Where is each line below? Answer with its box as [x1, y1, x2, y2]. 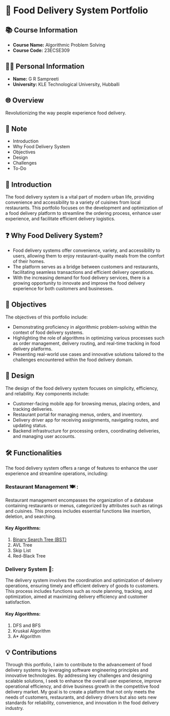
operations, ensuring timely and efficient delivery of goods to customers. [5, 583, 159, 589]
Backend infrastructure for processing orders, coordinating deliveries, [12, 428, 160, 434]
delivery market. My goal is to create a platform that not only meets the [5, 689, 155, 695]
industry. [5, 705, 24, 711]
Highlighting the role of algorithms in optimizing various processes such [12, 334, 165, 341]
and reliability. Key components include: [5, 390, 90, 396]
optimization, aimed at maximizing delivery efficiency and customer [5, 593, 148, 600]
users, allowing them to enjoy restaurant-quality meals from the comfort [12, 253, 165, 259]
